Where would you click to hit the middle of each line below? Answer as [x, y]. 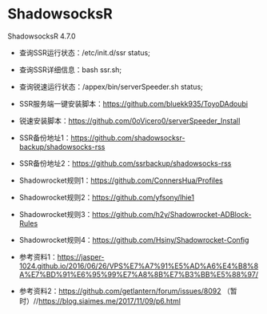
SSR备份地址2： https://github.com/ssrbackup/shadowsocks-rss [125, 163]
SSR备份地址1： [45, 138]
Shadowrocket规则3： [56, 214]
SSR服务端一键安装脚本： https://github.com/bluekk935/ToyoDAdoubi [133, 103]
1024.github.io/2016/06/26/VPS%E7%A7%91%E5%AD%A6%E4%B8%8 [139, 266]
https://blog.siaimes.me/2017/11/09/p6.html [110, 300]
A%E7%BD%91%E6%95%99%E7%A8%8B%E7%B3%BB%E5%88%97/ [139, 274]
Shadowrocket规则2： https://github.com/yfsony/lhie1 [107, 197]
